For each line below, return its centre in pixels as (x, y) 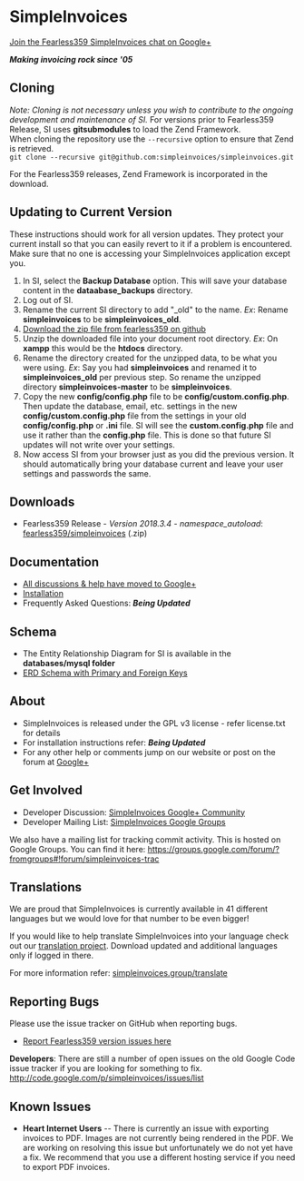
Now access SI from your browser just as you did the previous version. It (158, 454)
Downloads (42, 502)
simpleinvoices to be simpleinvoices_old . (102, 319)
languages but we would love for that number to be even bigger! (129, 919)
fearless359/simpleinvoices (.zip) (85, 534)
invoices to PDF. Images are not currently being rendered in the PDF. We (158, 1138)
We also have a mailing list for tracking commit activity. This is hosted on (145, 839)
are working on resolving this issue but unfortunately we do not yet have (157, 1148)
